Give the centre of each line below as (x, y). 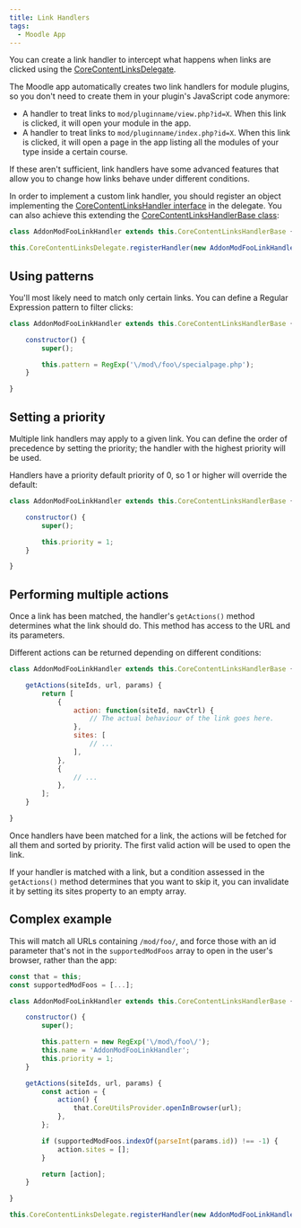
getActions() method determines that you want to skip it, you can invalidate (149, 881)
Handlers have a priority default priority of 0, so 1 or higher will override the (148, 475)
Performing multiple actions (89, 594)
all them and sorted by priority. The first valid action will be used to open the (150, 844)
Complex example (60, 919)
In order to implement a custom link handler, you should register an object (146, 196)
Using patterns (52, 276)
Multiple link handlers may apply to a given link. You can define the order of (149, 438)
